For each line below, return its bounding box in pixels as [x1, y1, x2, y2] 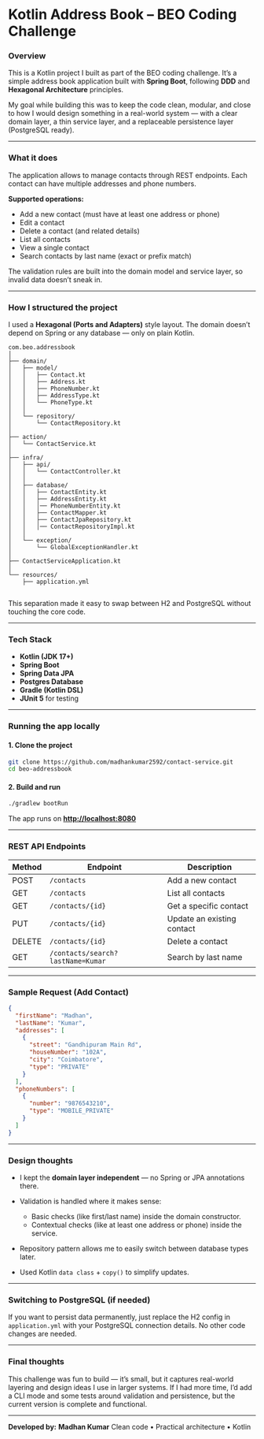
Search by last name [167, 951, 243, 962]
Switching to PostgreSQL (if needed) [8, 1294, 151, 1305]
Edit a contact [19, 218, 65, 227]
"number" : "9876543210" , [28, 1099, 111, 1108]
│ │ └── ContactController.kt [8, 467, 122, 476]
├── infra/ [8, 454, 44, 462]
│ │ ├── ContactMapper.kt [8, 509, 108, 517]
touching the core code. [8, 607, 86, 616]
